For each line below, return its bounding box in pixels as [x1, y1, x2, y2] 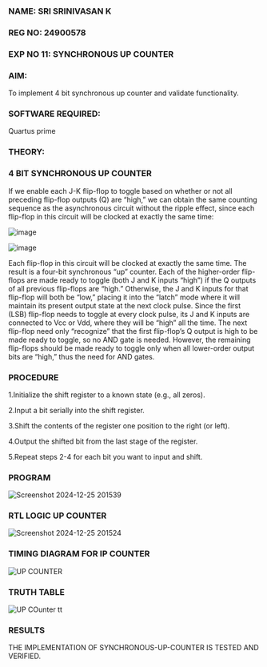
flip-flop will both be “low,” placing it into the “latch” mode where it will [8, 292, 241, 302]
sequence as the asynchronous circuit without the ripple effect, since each [8, 203, 255, 213]
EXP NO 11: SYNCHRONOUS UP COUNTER [8, 48, 174, 59]
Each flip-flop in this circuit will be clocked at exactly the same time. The [8, 258, 247, 267]
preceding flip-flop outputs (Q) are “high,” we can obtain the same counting [8, 195, 257, 204]
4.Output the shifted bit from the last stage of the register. [8, 436, 198, 446]
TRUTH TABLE [8, 586, 66, 597]
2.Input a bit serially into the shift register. [8, 405, 145, 415]
